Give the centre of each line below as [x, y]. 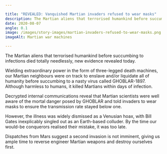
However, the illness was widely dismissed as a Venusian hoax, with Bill [78, 116]
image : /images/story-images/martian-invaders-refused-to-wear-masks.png [83, 33]
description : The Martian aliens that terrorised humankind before [77, 19]
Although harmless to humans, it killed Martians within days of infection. [79, 86]
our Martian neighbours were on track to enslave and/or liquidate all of [77, 76]
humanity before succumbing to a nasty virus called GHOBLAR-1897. [76, 81]
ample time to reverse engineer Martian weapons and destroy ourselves [79, 142]
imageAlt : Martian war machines [39, 37]
